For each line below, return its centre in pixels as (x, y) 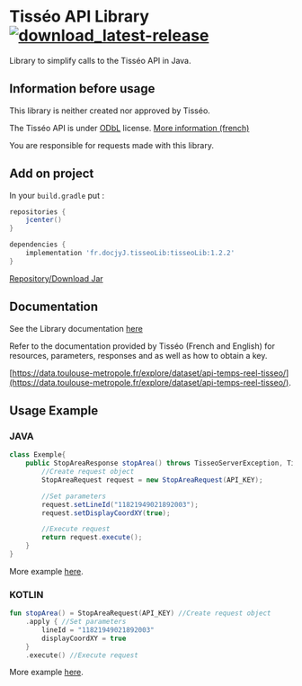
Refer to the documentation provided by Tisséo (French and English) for (142, 346)
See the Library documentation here (76, 328)
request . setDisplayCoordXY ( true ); (106, 513)
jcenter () (44, 220)
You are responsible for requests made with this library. (111, 145)
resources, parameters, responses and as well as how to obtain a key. (138, 355)
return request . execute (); (92, 538)
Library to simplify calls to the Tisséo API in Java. (100, 60)
